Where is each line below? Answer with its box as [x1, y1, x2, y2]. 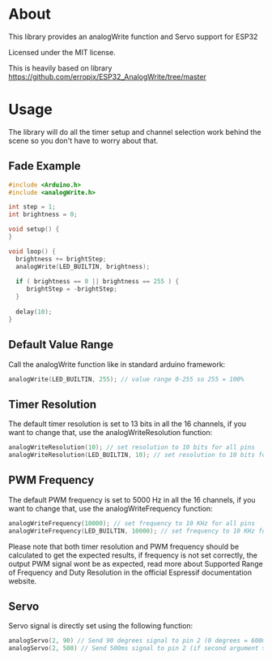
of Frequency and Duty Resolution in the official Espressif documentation [8, 567, 253, 577]
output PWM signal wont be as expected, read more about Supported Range [8, 559, 263, 568]
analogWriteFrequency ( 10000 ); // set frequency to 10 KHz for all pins [8, 519, 255, 528]
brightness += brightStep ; [15, 255, 107, 263]
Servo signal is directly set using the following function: [8, 621, 193, 631]
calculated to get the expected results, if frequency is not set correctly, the [8, 550, 257, 560]
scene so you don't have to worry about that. [8, 136, 159, 145]
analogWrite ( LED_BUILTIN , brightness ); [15, 262, 151, 270]
